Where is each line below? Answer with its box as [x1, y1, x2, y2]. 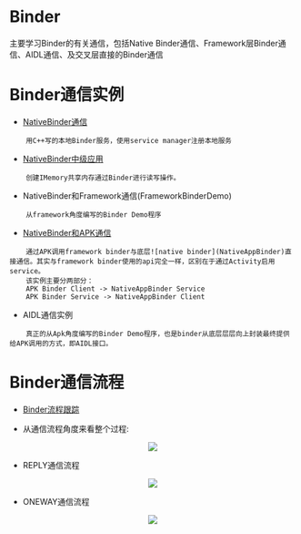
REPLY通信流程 [22, 459, 80, 470]
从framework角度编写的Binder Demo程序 [25, 210, 162, 220]
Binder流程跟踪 [22, 404, 80, 415]
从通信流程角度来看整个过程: [22, 423, 129, 434]
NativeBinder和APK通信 [22, 227, 112, 238]
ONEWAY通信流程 [22, 496, 90, 507]
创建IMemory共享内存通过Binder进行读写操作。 [25, 173, 181, 182]
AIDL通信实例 [22, 309, 74, 320]
